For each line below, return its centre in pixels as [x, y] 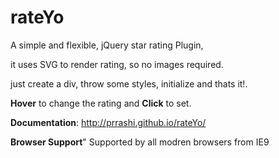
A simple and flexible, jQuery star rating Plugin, [107, 45]
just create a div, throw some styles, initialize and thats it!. [129, 83]
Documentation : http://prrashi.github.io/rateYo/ [108, 122]
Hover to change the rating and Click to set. [101, 103]
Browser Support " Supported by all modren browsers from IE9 [140, 142]
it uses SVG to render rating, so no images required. [117, 64]
